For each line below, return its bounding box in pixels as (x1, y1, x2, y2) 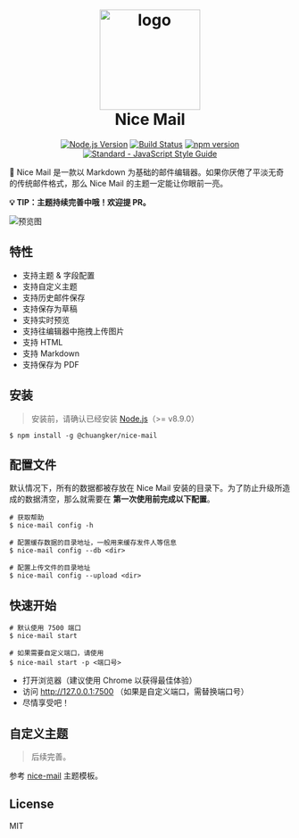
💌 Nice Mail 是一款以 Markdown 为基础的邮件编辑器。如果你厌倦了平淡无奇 (9, 166, 285, 178)
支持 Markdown (21, 348, 80, 359)
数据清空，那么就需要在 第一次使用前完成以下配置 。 (24, 494, 215, 504)
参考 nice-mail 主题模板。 (9, 770, 104, 781)
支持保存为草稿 (21, 303, 78, 314)
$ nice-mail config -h (9, 521, 94, 530)
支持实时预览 (21, 314, 70, 325)
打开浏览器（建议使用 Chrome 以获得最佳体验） (21, 675, 198, 686)
